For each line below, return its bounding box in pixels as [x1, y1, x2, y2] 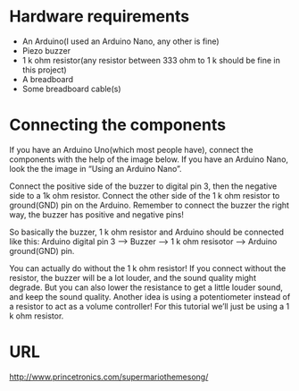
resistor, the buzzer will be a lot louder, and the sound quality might [9, 272, 257, 283]
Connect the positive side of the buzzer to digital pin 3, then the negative [9, 181, 278, 191]
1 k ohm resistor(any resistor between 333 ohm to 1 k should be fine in [21, 55, 281, 65]
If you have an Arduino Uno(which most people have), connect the [9, 144, 253, 155]
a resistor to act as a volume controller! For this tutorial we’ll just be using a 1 [9, 301, 290, 311]
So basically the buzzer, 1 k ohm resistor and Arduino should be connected [9, 226, 284, 237]
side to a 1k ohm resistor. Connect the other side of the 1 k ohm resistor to [9, 190, 280, 200]
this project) [21, 64, 67, 75]
